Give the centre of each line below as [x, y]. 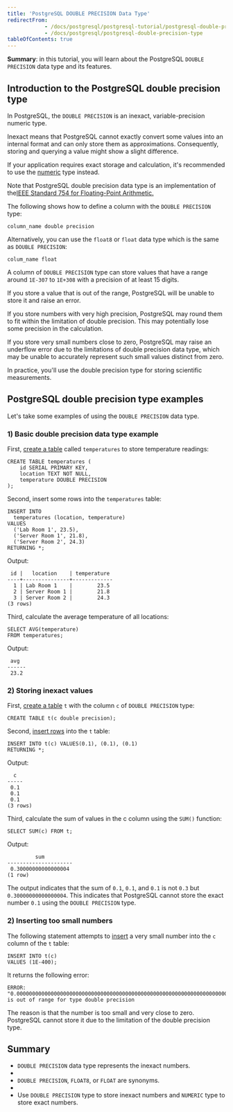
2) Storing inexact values [50, 690]
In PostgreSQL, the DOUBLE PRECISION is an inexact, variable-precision [106, 116]
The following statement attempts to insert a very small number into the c [112, 936]
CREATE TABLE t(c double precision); [62, 718]
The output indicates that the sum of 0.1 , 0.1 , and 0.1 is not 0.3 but [103, 888]
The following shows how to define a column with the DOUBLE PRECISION [109, 206]
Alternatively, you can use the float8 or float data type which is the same [113, 239]
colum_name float [32, 259]
